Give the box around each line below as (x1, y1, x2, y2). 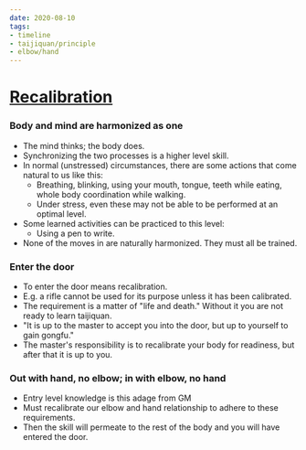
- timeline (9, 30, 51, 39)
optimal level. (36, 208, 87, 220)
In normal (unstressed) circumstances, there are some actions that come (22, 159, 297, 170)
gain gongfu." (22, 329, 75, 340)
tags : (9, 22, 30, 31)
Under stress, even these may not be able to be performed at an (36, 198, 279, 209)
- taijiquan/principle (9, 38, 96, 48)
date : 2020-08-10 (9, 13, 76, 23)
